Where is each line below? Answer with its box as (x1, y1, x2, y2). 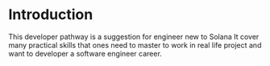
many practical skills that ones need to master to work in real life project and (8, 40, 262, 49)
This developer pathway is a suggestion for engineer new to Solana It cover (8, 32, 260, 41)
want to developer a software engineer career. (8, 49, 163, 58)
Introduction (8, 6, 93, 24)
